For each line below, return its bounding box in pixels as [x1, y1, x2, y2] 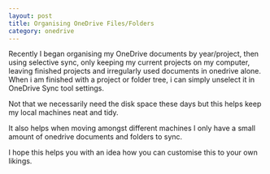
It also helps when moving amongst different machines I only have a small [8, 123, 256, 134]
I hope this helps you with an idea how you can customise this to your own [8, 147, 258, 158]
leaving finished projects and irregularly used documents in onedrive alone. [8, 66, 262, 76]
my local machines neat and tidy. [8, 108, 120, 117]
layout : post [8, 11, 53, 20]
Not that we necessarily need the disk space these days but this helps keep [8, 99, 262, 109]
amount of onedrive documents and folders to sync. [8, 132, 183, 142]
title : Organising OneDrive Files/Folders [8, 19, 155, 28]
